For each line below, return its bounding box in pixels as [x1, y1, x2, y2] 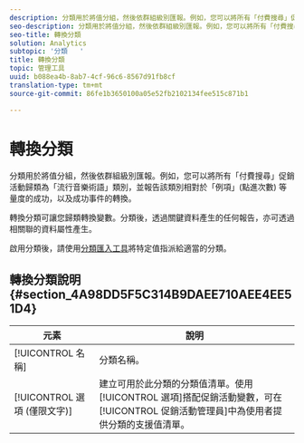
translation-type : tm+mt [9, 81, 103, 90]
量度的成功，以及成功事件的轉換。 [9, 193, 137, 204]
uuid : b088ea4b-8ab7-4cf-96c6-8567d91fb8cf [9, 72, 176, 82]
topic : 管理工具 [9, 64, 65, 73]
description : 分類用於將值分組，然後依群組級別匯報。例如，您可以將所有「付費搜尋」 [9, 13, 291, 23]
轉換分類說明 [9, 272, 81, 287]
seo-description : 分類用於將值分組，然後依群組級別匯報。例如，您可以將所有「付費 [9, 22, 288, 31]
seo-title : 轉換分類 [9, 30, 81, 39]
